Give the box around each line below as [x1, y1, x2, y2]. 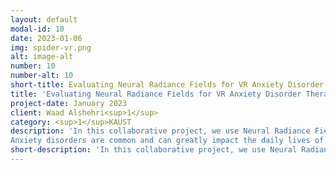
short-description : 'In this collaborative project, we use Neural [10, 145, 298, 155]
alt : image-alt [10, 52, 74, 62]
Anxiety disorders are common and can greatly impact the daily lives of [10, 136, 325, 146]
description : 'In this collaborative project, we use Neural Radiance [10, 126, 311, 136]
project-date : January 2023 [10, 98, 128, 108]
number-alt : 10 [10, 71, 74, 81]
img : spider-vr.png [10, 42, 92, 53]
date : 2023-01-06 [10, 33, 83, 43]
